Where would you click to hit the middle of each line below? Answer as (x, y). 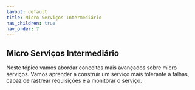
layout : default (27, 12)
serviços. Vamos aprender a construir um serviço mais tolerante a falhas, (98, 74)
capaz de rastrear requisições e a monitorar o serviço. (74, 81)
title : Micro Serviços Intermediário (54, 18)
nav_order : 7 (23, 29)
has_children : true (31, 23)
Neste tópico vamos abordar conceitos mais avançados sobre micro (92, 68)
